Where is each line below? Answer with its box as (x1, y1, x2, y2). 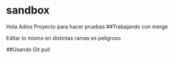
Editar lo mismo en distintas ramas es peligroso (6, 34, 121, 41)
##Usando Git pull (6, 45, 50, 53)
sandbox (6, 4, 50, 17)
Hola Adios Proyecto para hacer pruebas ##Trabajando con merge (6, 23, 168, 30)
